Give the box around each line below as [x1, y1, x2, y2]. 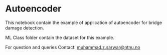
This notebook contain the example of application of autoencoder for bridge [5, 19, 162, 25]
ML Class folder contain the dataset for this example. [5, 34, 114, 40]
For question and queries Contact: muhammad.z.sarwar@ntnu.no [5, 44, 140, 50]
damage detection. [5, 24, 44, 30]
